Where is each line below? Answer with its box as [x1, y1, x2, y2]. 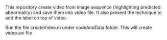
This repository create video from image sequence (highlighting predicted [5, 4, 161, 10]
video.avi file [5, 30, 32, 35]
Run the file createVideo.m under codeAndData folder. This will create [5, 24, 152, 30]
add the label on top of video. [5, 15, 67, 20]
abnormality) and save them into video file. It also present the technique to [5, 9, 162, 15]
